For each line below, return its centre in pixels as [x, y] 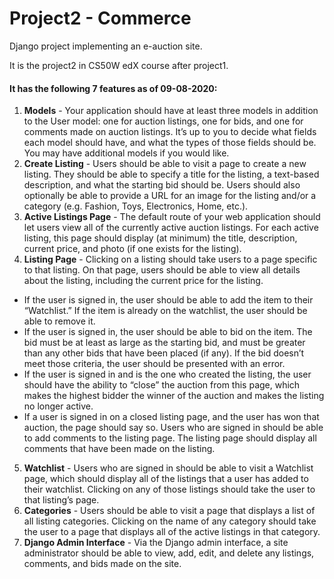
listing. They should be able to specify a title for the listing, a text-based [171, 174]
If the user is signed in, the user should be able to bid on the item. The [168, 332]
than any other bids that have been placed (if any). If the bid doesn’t [164, 353]
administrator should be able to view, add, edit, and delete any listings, [169, 553]
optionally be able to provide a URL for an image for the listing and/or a [170, 196]
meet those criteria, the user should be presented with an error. [154, 364]
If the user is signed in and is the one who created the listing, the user [167, 374]
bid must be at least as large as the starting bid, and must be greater [164, 343]
